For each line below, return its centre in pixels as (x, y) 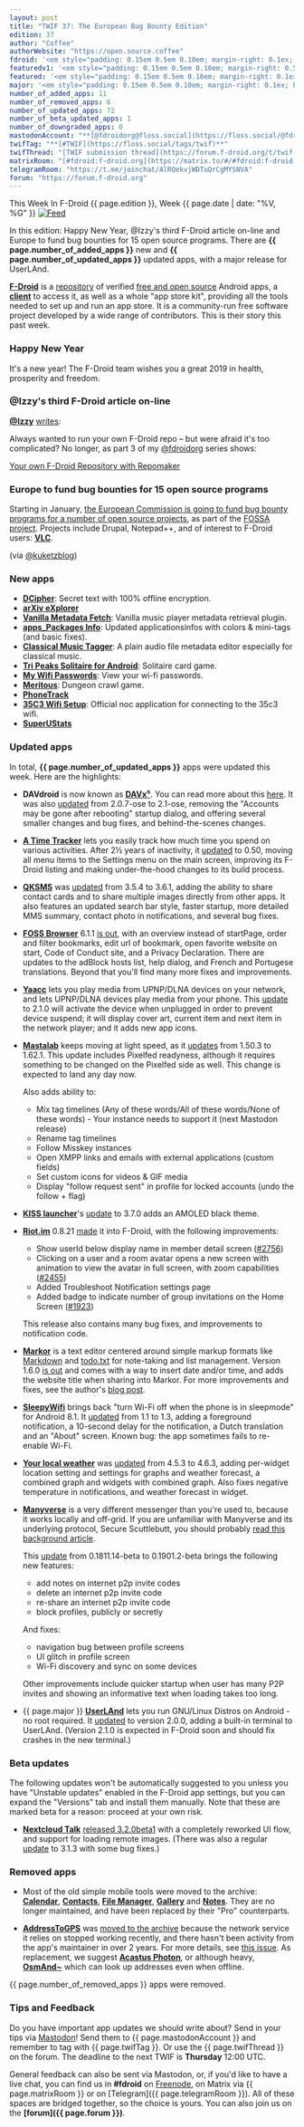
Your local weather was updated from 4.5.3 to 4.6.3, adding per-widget (156, 1462)
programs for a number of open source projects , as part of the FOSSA (140, 519)
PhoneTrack (46, 695)
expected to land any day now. (80, 1074)
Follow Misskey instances (84, 1147)
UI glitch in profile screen (83, 1656)
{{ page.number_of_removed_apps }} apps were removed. (118, 1985)
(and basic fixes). (55, 637)
